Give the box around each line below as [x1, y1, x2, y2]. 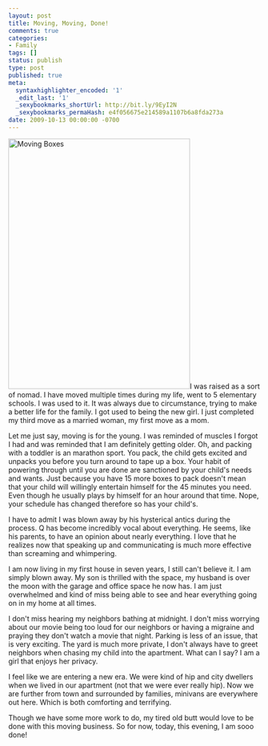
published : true [8, 71, 62, 79]
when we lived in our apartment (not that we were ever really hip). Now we [8, 680, 254, 690]
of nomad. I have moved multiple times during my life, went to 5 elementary [8, 389, 258, 399]
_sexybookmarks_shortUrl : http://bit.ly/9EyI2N [15, 101, 178, 109]
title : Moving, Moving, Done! [8, 19, 110, 27]
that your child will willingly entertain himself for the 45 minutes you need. [8, 482, 252, 491]
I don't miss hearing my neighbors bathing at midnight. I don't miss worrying [8, 614, 260, 623]
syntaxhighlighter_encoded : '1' [15, 86, 124, 95]
